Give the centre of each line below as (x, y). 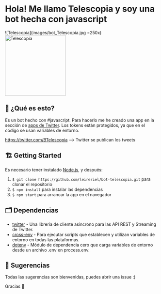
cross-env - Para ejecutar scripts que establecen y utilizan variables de (83, 235)
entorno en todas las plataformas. (46, 240)
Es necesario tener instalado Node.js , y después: (54, 170)
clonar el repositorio (32, 184)
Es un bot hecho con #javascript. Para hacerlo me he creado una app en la (80, 120)
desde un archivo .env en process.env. (51, 250)
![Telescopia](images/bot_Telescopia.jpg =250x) (53, 32)
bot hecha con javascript (56, 19)
